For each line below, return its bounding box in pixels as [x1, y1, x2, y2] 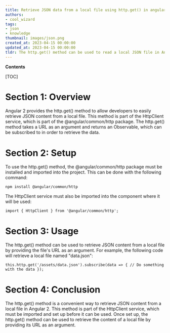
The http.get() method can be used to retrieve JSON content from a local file [5, 242, 165, 248]
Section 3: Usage [5, 225, 79, 237]
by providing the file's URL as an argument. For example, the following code [5, 247, 163, 254]
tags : [5, 21, 17, 27]
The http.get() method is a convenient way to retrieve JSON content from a [5, 301, 162, 307]
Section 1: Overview [5, 91, 91, 103]
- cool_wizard [5, 17, 35, 22]
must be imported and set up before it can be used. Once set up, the [5, 311, 148, 317]
